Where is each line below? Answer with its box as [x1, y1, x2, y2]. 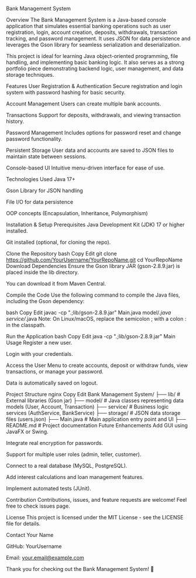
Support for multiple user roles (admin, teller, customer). [6, 451, 142, 458]
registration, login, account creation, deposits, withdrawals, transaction [6, 29, 177, 36]
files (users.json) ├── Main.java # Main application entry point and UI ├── [6, 416, 186, 423]
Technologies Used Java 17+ [6, 176, 75, 182]
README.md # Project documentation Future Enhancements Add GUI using [6, 422, 188, 429]
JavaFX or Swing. [6, 428, 49, 435]
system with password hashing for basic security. [6, 89, 126, 96]
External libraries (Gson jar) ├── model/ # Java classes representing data [6, 397, 184, 404]
